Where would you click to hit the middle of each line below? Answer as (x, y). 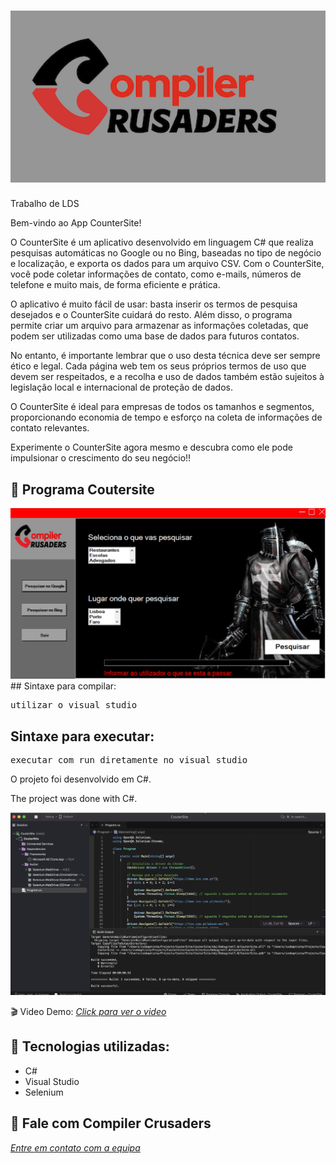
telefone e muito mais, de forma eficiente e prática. (115, 285)
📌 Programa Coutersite (82, 489)
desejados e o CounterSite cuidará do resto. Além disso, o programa (151, 315)
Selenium (44, 1092)
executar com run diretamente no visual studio (129, 760)
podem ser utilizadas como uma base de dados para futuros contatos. (155, 336)
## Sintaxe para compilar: (63, 686)
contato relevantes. (50, 428)
